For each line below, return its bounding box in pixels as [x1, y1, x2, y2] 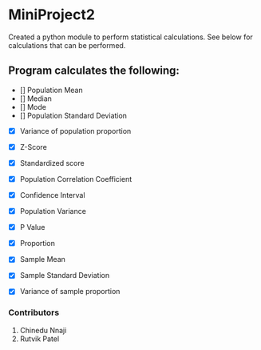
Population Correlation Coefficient [19, 174, 132, 183]
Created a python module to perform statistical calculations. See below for [8, 32, 253, 42]
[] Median [19, 94, 52, 103]
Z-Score [19, 142, 48, 151]
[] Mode [19, 102, 46, 111]
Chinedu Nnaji [19, 325, 67, 335]
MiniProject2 [8, 6, 96, 24]
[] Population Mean [19, 85, 83, 95]
